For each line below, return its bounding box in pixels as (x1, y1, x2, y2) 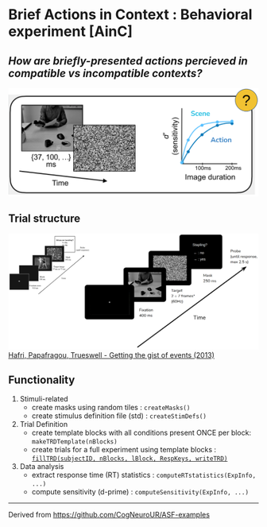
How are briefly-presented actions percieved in (8, 54, 248, 68)
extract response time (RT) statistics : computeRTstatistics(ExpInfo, (31, 471, 257, 480)
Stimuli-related (19, 394, 69, 404)
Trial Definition (19, 420, 68, 429)
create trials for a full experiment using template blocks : (31, 445, 217, 455)
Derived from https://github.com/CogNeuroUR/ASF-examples (8, 510, 211, 520)
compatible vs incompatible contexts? (8, 66, 203, 80)
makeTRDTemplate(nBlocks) (31, 438, 118, 446)
